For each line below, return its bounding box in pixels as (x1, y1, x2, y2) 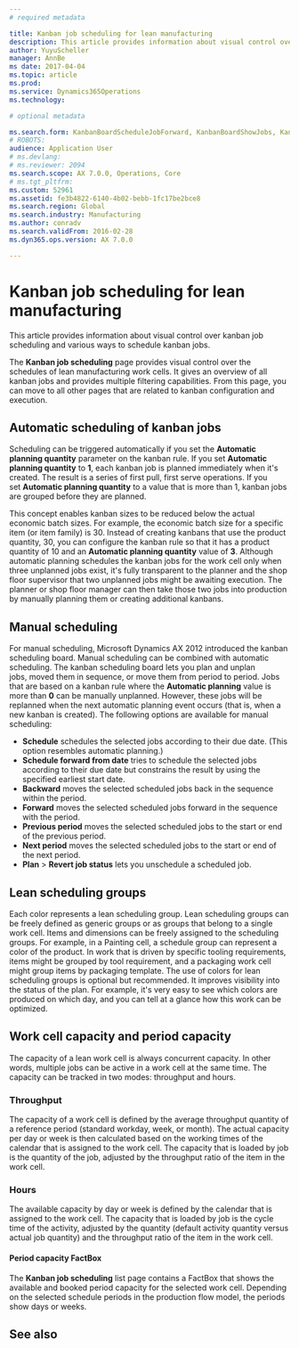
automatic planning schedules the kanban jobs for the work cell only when (9, 556, 282, 567)
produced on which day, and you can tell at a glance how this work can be (9, 994, 282, 1004)
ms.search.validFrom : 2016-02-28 (9, 227, 133, 236)
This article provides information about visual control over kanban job (9, 330, 264, 340)
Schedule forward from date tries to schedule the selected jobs (21, 755, 257, 766)
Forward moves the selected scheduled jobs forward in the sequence (21, 803, 279, 813)
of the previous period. (21, 830, 107, 842)
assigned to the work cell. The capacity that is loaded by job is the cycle (9, 1213, 274, 1224)
